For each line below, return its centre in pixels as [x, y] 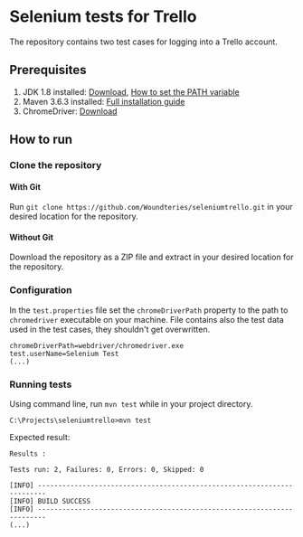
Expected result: [40, 438]
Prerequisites [48, 70]
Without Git [32, 237]
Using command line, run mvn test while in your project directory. [131, 404]
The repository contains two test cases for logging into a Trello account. [144, 42]
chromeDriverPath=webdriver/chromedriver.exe [96, 345]
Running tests [41, 384]
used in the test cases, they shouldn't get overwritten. [110, 329]
